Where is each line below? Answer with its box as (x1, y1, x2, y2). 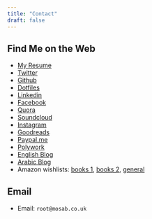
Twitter (17, 69, 38, 77)
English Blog (17, 150, 54, 159)
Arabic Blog (17, 158, 52, 167)
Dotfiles (17, 83, 40, 92)
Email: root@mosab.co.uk (17, 204, 87, 213)
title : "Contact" (7, 10, 58, 17)
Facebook (17, 99, 47, 107)
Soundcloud (17, 113, 52, 122)
